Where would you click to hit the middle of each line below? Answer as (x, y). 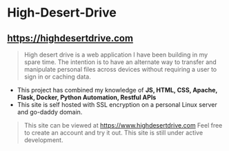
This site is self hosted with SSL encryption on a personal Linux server (117, 104)
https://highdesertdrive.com (70, 38)
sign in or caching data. (58, 77)
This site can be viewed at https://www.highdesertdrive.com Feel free (123, 125)
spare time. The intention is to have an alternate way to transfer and (120, 62)
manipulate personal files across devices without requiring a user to (120, 69)
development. (43, 140)
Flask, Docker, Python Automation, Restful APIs (87, 97)
